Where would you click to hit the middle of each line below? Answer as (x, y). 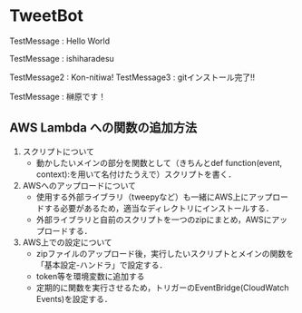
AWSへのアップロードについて (79, 185)
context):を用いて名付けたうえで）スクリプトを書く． (136, 174)
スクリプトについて (58, 152)
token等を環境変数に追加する (90, 276)
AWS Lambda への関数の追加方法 (103, 128)
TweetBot (46, 16)
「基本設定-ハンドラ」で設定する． (102, 265)
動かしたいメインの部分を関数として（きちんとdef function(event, (159, 162)
